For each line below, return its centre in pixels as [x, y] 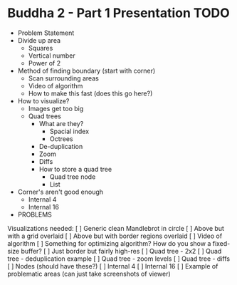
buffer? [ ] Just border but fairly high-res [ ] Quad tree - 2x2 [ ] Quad [121, 251]
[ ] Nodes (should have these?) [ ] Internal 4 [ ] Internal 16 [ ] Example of [113, 266]
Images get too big [56, 108]
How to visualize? [43, 100]
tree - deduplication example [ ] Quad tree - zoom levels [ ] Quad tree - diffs [118, 259]
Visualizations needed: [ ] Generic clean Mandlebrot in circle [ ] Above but [116, 228]
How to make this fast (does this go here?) [90, 93]
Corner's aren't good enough [60, 192]
